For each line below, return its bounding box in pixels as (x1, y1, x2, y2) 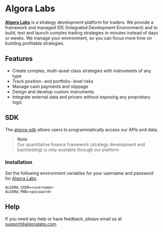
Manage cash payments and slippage (12, 83, 88, 89)
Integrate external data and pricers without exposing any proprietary (12, 94, 151, 100)
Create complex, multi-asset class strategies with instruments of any (12, 68, 151, 74)
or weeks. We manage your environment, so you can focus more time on (5, 35, 152, 41)
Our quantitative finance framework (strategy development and (17, 141, 145, 147)
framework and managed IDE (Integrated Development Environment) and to (5, 24, 158, 30)
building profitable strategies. (5, 40, 65, 46)
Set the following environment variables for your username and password (5, 170, 154, 176)
